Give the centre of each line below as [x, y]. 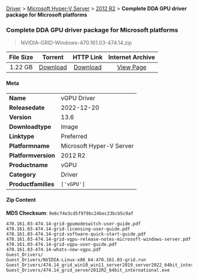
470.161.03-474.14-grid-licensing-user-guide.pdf [68, 229]
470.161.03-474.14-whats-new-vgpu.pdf [54, 250]
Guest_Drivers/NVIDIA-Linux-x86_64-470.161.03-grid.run [76, 260]
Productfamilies [32, 184]
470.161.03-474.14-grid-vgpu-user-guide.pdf [62, 244]
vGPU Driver [78, 98]
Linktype [22, 136]
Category [23, 174]
